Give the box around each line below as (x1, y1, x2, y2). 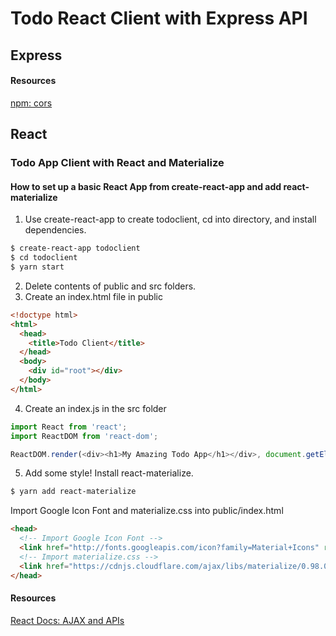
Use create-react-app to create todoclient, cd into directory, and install (24, 213, 317, 226)
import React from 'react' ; (10, 422, 128, 432)
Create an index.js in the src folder (24, 402, 167, 414)
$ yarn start (10, 262, 65, 272)
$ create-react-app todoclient (10, 243, 141, 254)
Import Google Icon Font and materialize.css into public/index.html (10, 505, 284, 517)
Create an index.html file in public (24, 290, 163, 302)
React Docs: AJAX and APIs (10, 614, 125, 626)
